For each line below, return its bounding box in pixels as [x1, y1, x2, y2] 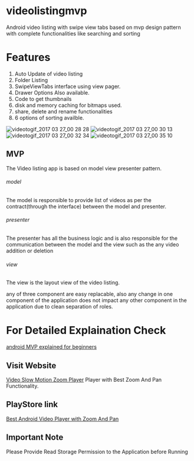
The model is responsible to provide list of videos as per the [6, 196, 152, 203]
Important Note [6, 433, 64, 443]
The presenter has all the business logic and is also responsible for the [6, 235, 178, 242]
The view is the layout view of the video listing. [6, 279, 120, 286]
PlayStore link [6, 400, 58, 410]
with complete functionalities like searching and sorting [6, 30, 140, 37]
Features [6, 51, 51, 64]
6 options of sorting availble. [14, 114, 84, 121]
